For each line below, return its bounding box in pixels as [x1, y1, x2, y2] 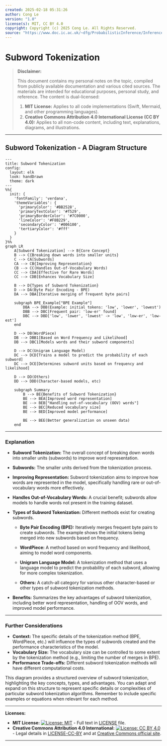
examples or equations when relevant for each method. [5, 696, 118, 702]
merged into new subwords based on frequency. [19, 535, 119, 541]
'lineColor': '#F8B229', [18, 217, 70, 223]
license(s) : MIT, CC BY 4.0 [5, 21, 64, 26]
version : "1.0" [5, 16, 37, 21]
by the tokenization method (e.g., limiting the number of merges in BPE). [12, 654, 161, 660]
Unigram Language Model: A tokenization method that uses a [19, 559, 147, 565]
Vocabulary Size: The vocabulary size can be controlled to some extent [12, 650, 160, 655]
